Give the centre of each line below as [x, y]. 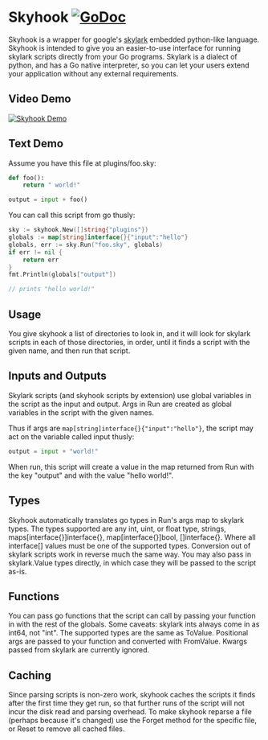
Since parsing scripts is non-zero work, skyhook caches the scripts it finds [132, 695]
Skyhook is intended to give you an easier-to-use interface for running [125, 47]
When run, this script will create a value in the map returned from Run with [131, 467]
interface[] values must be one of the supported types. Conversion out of [130, 545]
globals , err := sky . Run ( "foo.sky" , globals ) [85, 245]
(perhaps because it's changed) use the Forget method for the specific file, [132, 721]
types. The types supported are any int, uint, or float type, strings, [117, 528]
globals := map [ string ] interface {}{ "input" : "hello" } [98, 237]
